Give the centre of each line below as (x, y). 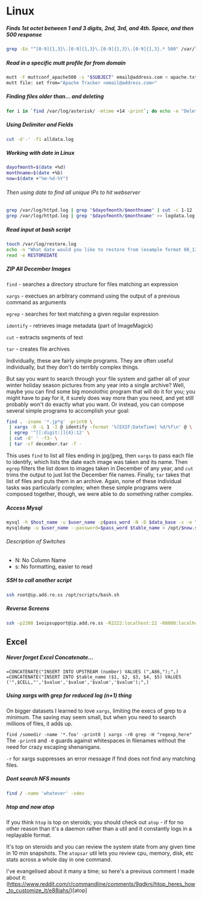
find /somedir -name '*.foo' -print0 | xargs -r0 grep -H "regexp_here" (99, 734)
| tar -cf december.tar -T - (45, 444)
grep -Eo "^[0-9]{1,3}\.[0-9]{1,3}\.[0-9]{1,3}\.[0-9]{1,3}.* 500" (93, 49)
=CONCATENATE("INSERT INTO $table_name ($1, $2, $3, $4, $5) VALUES (94, 677)
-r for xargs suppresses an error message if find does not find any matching (101, 758)
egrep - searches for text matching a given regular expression (82, 314)
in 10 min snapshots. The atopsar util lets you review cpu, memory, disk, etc (100, 853)
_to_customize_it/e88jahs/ (38, 890)
